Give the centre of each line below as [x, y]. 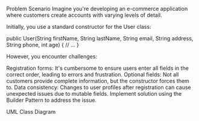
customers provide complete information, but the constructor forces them [98, 81]
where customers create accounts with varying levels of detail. [84, 15]
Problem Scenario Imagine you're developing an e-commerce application [97, 9]
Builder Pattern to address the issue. [52, 100]
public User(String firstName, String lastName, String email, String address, [100, 38]
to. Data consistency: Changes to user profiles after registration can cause [99, 87]
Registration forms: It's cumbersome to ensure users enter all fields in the [97, 68]
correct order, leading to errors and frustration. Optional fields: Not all [93, 74]
